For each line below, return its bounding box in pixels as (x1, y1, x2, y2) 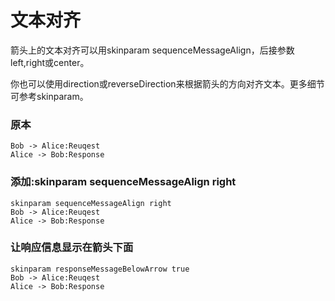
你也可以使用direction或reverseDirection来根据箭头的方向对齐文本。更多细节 (10, 77, 325, 90)
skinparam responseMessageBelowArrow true (10, 264, 190, 274)
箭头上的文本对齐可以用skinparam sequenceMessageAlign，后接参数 (10, 44, 295, 56)
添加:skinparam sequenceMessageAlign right (10, 175, 237, 189)
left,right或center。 (10, 56, 90, 68)
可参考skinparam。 (10, 90, 89, 102)
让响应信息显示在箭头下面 (10, 241, 134, 255)
